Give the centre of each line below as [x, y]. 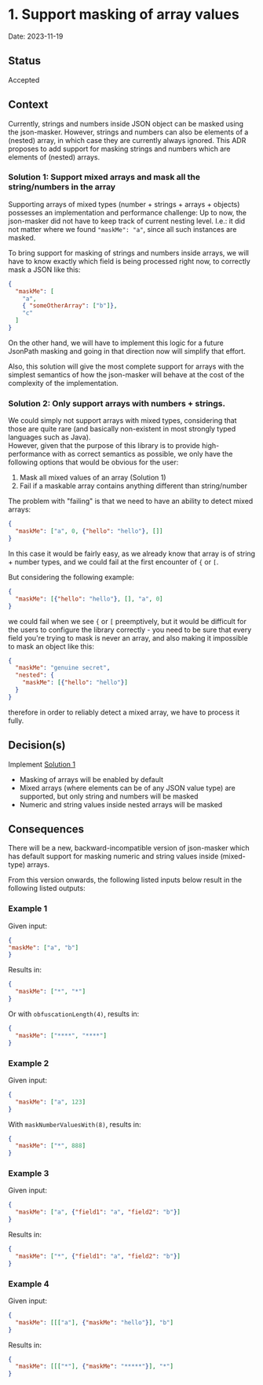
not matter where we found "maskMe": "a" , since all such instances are [122, 229]
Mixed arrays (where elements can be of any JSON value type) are [127, 788]
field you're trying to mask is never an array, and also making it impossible [128, 637]
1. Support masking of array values [124, 15]
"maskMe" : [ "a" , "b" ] [44, 948]
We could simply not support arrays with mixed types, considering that [122, 421]
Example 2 [29, 1063]
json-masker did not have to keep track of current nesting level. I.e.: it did [127, 221]
